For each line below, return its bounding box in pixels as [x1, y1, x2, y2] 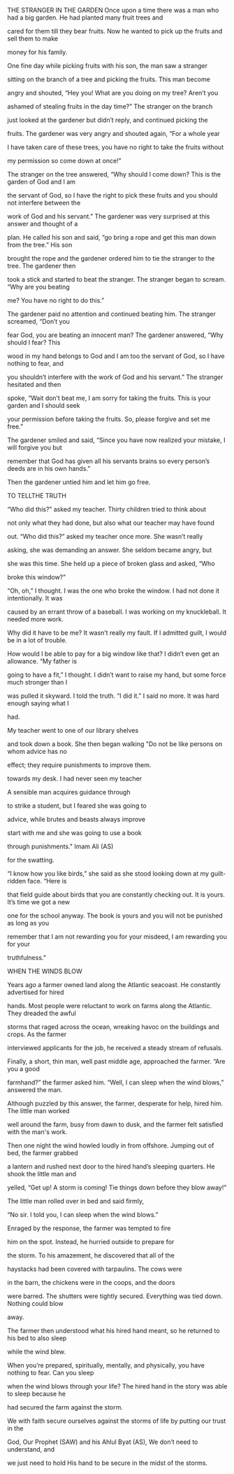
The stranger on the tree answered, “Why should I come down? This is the [7, 170, 221, 178]
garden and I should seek [7, 401, 80, 409]
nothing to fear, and [7, 359, 64, 367]
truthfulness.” [7, 953, 47, 962]
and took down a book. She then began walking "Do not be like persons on [7, 740, 223, 748]
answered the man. [7, 1086, 63, 1094]
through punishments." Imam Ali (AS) [7, 842, 114, 850]
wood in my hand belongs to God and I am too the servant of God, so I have [7, 352, 225, 360]
